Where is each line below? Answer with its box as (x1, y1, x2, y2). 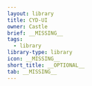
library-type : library (7, 49, 73, 56)
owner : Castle (7, 23, 48, 30)
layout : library (7, 10, 54, 17)
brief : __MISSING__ (7, 29, 64, 37)
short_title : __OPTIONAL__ (7, 62, 85, 69)
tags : (7, 36, 23, 43)
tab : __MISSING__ (7, 68, 57, 75)
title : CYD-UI (7, 17, 48, 24)
